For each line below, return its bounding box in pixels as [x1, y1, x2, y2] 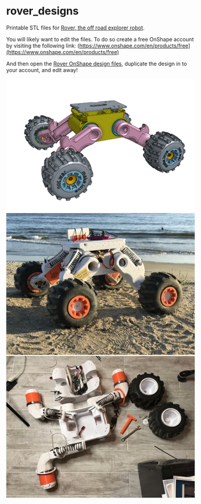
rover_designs [6, 4, 79, 18]
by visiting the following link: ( [6, 42, 80, 49]
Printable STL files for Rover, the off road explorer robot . [6, 24, 145, 31]
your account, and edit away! [6, 66, 78, 73]
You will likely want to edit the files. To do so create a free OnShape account [6, 35, 194, 43]
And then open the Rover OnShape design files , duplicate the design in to [6, 60, 187, 67]
